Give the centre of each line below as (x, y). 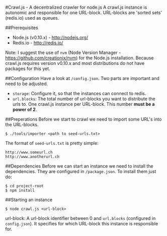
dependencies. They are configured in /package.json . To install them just (81, 171)
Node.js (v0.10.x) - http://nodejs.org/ (50, 37)
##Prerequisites (22, 28)
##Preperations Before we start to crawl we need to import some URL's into (83, 119)
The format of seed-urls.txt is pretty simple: (52, 143)
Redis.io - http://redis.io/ (38, 43)
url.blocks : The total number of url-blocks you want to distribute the (84, 99)
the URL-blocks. (22, 125)
